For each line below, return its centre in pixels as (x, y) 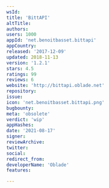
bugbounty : (20, 108)
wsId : (13, 12)
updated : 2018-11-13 (33, 57)
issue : (15, 97)
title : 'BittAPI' (28, 18)
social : (16, 153)
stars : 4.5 (20, 68)
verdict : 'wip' (26, 119)
